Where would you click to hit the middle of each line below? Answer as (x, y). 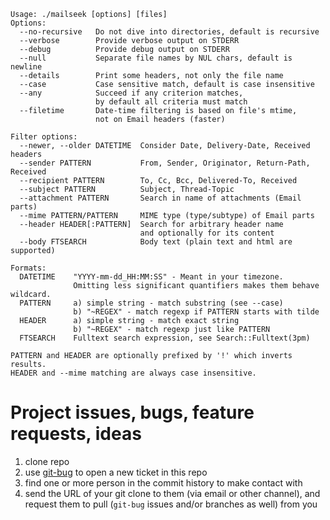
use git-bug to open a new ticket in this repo (116, 472)
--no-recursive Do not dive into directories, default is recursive (169, 32)
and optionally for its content (207, 233)
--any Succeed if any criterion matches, (131, 93)
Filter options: (44, 137)
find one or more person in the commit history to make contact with (163, 482)
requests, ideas (76, 434)
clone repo (47, 461)
